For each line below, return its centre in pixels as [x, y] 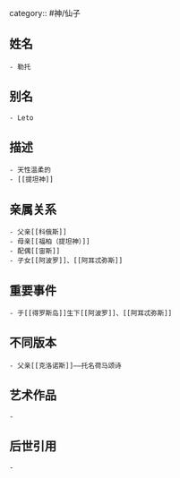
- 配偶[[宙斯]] [35, 252]
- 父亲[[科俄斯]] [38, 232]
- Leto [21, 118]
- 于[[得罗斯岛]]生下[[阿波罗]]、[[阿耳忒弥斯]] [91, 313]
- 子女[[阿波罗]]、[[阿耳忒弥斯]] [66, 261]
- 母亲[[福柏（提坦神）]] [50, 242]
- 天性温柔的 [30, 170]
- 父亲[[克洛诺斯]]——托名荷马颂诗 [65, 365]
